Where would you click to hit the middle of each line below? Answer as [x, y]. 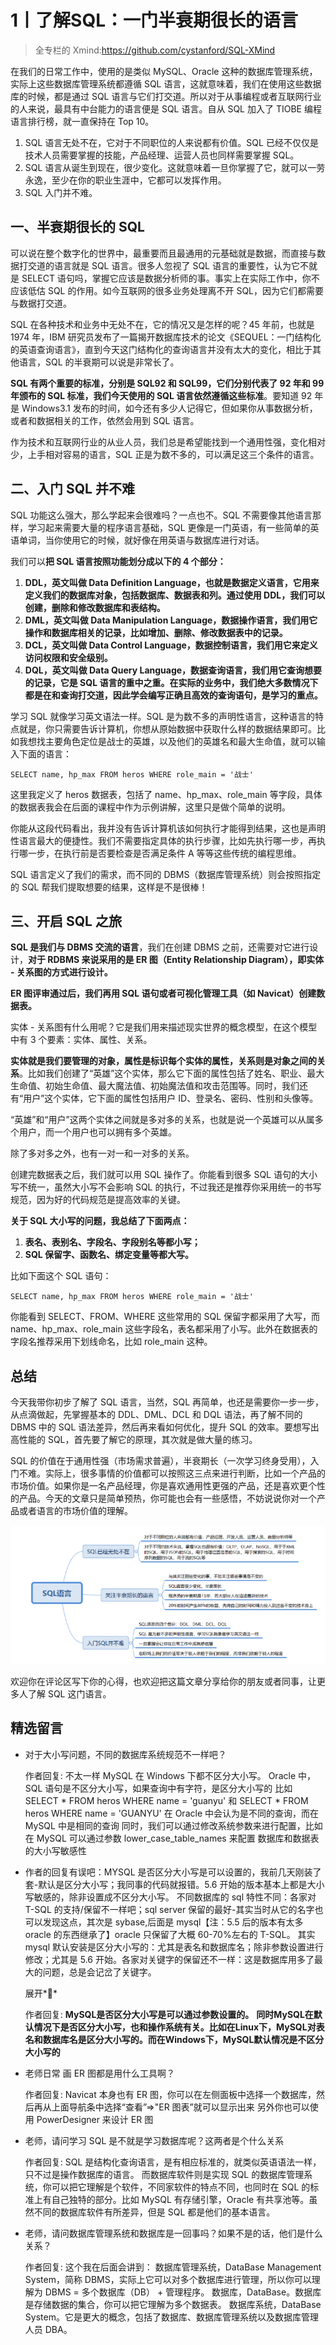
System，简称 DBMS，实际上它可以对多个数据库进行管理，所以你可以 [168, 2279]
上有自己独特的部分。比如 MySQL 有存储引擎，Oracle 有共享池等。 [171, 2199]
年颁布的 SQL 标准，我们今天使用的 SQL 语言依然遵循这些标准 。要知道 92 [161, 395]
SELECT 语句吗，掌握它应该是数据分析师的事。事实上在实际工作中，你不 [170, 278]
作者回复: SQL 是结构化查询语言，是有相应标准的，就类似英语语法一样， [173, 2162]
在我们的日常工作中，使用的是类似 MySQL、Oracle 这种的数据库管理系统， [164, 71]
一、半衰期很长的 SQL [77, 227]
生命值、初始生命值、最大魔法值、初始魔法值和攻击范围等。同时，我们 [155, 1086]
